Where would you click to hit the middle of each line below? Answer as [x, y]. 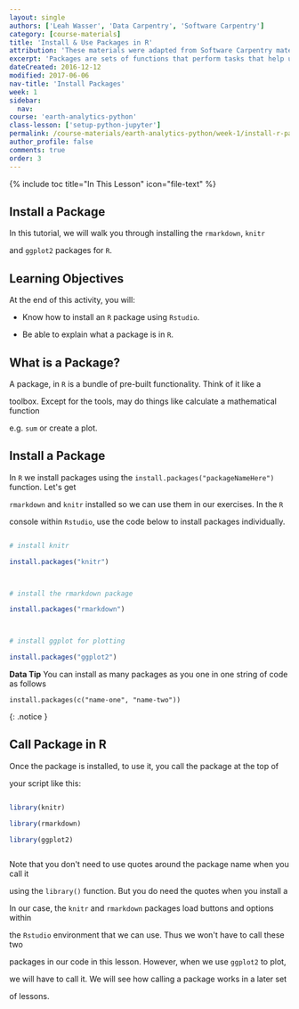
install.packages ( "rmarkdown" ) [67, 610]
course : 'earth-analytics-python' [73, 117]
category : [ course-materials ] [65, 34]
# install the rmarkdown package [71, 594]
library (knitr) [37, 808]
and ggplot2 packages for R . [61, 250]
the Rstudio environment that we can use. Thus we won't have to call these [147, 935]
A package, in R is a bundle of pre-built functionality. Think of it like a [135, 383]
